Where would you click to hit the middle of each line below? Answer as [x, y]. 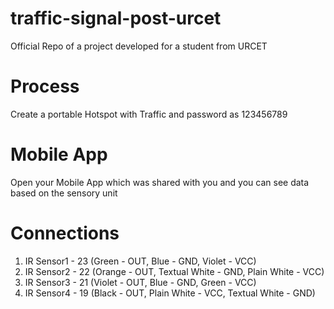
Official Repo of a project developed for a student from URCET [139, 46]
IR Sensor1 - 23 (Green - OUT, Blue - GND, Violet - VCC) [140, 261]
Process [45, 86]
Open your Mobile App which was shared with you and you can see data [160, 182]
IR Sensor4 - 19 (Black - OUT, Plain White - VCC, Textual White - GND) [170, 293]
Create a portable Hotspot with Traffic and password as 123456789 [149, 114]
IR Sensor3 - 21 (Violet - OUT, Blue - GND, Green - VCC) [140, 282]
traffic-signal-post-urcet [116, 18]
